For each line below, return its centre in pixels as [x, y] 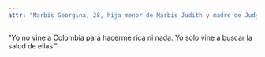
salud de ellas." [33, 46]
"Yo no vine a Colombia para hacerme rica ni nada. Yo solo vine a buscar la [130, 37]
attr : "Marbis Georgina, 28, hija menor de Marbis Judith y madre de [125, 15]
